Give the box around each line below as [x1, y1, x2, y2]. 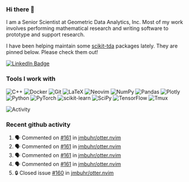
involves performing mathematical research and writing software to [6, 25, 169, 32]
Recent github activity [6, 120, 71, 129]
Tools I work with [6, 75, 56, 83]
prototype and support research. [6, 31, 85, 38]
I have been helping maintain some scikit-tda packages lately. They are [6, 42, 178, 49]
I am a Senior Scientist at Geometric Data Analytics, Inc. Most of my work [6, 19, 183, 26]
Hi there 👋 [6, 5, 35, 14]
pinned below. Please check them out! [6, 49, 99, 56]
